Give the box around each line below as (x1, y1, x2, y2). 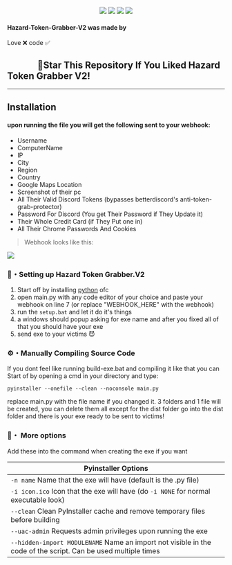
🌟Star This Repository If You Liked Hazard (37, 59, 221, 71)
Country (17, 173, 41, 181)
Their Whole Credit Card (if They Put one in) (17, 217, 143, 225)
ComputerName (17, 143, 64, 152)
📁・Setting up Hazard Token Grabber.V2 (7, 269, 145, 279)
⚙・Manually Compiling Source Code (7, 348, 136, 358)
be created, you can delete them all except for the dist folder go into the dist (7, 405, 224, 413)
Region (17, 165, 38, 174)
